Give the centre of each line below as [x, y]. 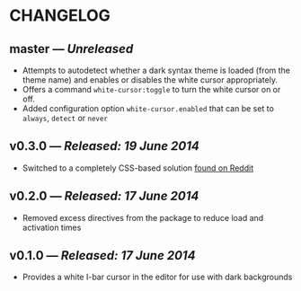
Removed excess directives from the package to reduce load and [143, 217]
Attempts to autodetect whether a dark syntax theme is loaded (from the [156, 70]
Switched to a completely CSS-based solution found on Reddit [138, 168]
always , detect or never [65, 118]
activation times [52, 227]
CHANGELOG [60, 16]
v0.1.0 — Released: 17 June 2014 [102, 256]
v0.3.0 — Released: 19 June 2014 [105, 146]
